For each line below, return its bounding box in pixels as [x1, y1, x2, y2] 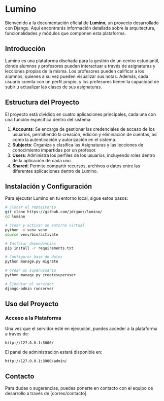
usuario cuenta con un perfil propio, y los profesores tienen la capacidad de [5, 78, 159, 84]
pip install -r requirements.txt [5, 246, 74, 251]
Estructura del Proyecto [5, 98, 80, 107]
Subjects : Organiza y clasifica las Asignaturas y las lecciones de [12, 142, 144, 147]
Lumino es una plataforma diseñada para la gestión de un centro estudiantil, [5, 58, 160, 64]
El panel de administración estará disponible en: [5, 349, 102, 355]
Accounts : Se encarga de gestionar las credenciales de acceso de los [12, 126, 155, 132]
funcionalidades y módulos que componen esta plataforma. [5, 30, 126, 36]
